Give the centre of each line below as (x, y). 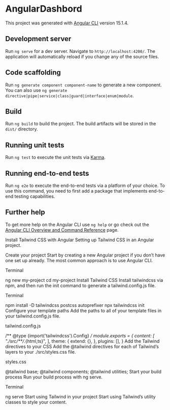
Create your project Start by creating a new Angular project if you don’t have (85, 255)
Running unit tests (35, 145)
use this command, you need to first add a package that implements (76, 191)
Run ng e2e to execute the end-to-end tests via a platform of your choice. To (85, 185)
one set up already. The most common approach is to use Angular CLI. (79, 260)
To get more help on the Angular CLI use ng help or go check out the (77, 225)
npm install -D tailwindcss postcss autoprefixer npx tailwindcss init (75, 305)
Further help (25, 212)
